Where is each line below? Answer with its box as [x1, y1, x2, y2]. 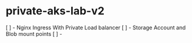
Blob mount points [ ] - [5, 30, 63, 37]
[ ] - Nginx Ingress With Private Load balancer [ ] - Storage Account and [5, 24, 186, 31]
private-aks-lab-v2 [5, 4, 105, 18]
